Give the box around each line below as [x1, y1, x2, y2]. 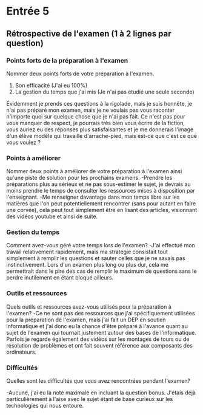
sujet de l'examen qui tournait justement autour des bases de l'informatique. [6, 329, 197, 336]
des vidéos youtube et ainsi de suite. [6, 213, 98, 220]
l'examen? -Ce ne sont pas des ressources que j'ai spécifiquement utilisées [6, 309, 195, 317]
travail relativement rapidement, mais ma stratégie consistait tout [6, 248, 168, 256]
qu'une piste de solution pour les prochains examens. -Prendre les [6, 174, 173, 182]
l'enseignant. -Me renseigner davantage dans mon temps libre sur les [6, 193, 180, 201]
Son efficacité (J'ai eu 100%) [15, 81, 88, 89]
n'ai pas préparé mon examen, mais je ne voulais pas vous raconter [6, 106, 175, 114]
